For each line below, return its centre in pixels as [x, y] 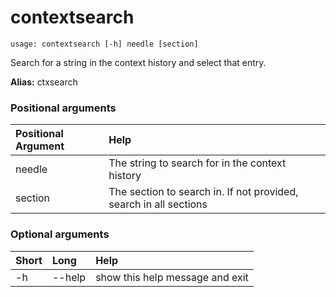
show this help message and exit [172, 277]
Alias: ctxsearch [44, 82]
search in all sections [158, 204]
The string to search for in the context [197, 163]
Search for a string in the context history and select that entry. [138, 62]
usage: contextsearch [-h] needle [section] [104, 44]
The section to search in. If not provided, [203, 192]
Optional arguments [60, 234]
